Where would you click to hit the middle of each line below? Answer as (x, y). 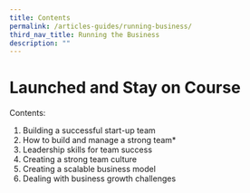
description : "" (40, 43)
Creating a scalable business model (89, 169)
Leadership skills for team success (87, 150)
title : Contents (40, 18)
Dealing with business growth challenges (99, 179)
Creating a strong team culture (80, 159)
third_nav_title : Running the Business (85, 34)
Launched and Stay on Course (125, 88)
